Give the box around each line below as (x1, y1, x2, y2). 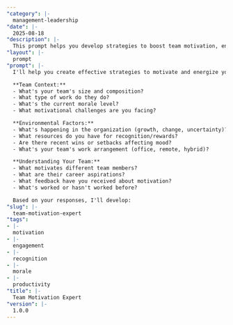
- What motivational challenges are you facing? (13, 107, 156, 114)
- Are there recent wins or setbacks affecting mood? (13, 139, 172, 146)
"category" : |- (6, 10, 51, 17)
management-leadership (13, 17, 79, 24)
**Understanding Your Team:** (13, 158, 100, 165)
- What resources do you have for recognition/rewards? (13, 133, 178, 139)
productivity (13, 281, 51, 288)
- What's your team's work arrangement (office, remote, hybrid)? (13, 146, 209, 153)
